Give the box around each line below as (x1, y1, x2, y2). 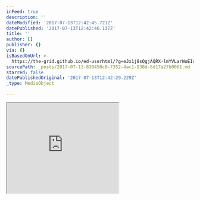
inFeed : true (6, 8, 39, 15)
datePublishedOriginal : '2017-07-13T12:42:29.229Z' (6, 75, 137, 81)
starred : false (6, 69, 44, 75)
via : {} (6, 47, 26, 53)
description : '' (6, 14, 46, 20)
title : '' (6, 31, 31, 37)
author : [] (6, 36, 33, 42)
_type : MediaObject (6, 81, 55, 87)
